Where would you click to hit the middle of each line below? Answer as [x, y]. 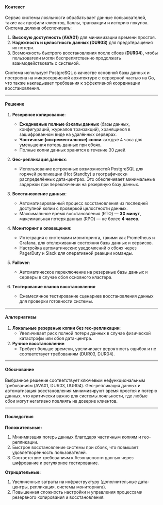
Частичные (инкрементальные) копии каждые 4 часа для [81, 140]
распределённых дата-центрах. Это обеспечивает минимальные [87, 179]
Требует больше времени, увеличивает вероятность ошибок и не [88, 349]
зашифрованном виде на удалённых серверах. [68, 134]
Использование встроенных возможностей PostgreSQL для [81, 169]
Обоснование [20, 370]
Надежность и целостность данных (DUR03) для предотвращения [82, 43]
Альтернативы [21, 317]
